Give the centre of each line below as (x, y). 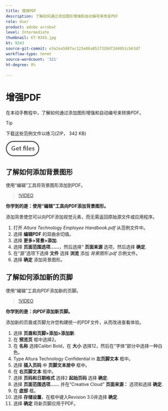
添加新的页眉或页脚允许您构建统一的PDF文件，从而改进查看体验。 (75, 322)
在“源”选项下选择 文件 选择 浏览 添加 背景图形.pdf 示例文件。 (77, 253)
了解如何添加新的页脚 (39, 277)
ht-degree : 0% (21, 65)
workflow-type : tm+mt (29, 54)
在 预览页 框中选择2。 (36, 339)
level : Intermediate (28, 32)
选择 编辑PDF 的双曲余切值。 (44, 234)
